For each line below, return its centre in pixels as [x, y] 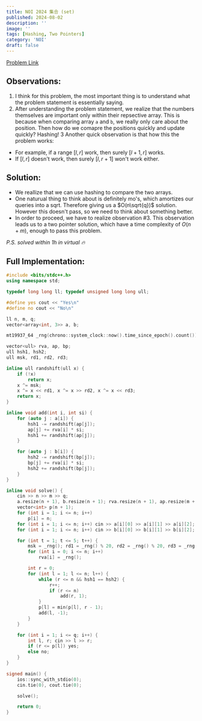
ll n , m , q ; [21, 319]
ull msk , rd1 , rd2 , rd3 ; [37, 358]
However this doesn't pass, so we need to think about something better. [104, 211]
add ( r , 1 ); [73, 596]
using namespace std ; [33, 281]
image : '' [19, 29]
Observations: [34, 82]
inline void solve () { [35, 490]
